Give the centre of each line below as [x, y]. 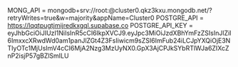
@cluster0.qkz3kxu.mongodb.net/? [160, 10]
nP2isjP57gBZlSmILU [38, 56]
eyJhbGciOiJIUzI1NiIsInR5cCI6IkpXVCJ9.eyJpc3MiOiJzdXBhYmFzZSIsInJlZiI [119, 33]
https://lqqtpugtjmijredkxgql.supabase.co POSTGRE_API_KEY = [100, 25]
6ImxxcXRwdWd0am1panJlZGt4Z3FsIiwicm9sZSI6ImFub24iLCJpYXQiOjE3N [119, 41]
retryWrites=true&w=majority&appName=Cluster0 [81, 18]
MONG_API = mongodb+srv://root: [58, 10]
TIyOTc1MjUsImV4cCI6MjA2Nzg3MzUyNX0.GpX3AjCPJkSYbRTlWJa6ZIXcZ [118, 48]
